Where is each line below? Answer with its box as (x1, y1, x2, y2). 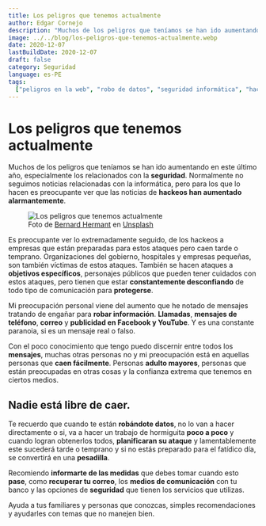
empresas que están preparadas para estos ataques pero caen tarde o (8, 243, 239, 253)
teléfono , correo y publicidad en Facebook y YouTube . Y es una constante (8, 318, 255, 327)
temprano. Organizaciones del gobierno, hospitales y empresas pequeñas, (8, 252, 252, 261)
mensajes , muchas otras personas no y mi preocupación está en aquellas (8, 350, 249, 360)
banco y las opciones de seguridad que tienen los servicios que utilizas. (8, 485, 245, 495)
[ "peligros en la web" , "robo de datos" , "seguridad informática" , (15, 85, 243, 93)
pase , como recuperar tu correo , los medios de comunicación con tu (8, 477, 237, 486)
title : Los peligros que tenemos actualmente (8, 11, 161, 20)
